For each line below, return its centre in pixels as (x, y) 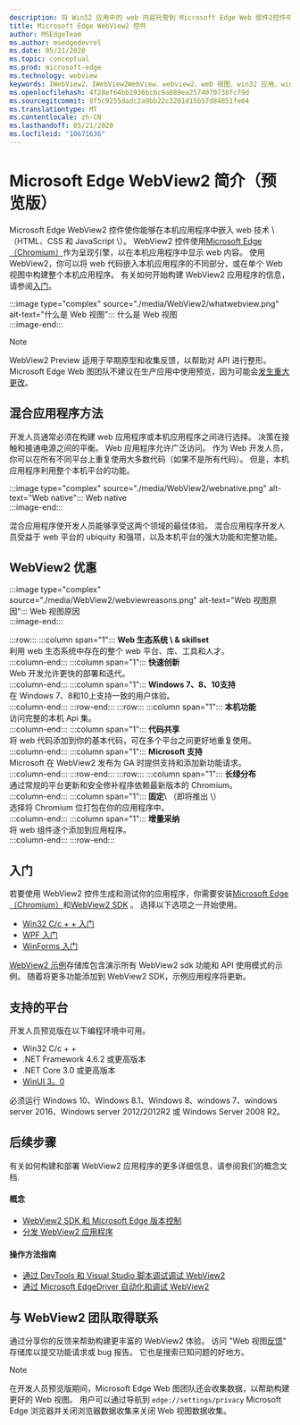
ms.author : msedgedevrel (55, 42)
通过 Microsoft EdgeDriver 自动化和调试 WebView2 (116, 1287)
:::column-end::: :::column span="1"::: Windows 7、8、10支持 (123, 684)
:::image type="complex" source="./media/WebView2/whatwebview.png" (144, 303)
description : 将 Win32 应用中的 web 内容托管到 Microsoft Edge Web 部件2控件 (148, 17)
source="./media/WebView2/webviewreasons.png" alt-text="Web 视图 (139, 600)
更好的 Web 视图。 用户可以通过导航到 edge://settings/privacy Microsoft (145, 1400)
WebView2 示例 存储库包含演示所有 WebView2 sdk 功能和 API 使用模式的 (142, 965)
